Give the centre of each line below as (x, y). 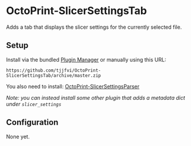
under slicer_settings (34, 104)
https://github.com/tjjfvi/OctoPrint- (53, 70)
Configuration (32, 122)
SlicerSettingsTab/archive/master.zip (53, 75)
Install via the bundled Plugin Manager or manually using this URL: (86, 59)
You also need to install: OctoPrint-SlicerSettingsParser (73, 86)
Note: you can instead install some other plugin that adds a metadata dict (95, 97)
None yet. (18, 137)
